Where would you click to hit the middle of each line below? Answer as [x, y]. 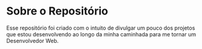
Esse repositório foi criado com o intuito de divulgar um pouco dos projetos [101, 28]
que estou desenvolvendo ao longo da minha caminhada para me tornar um [101, 34]
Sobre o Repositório [57, 11]
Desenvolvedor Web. [33, 41]
